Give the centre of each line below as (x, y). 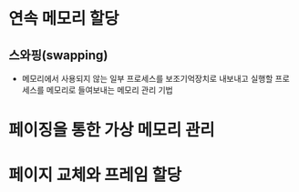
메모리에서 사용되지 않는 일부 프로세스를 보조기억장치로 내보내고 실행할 (147, 79)
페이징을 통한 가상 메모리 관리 (112, 131)
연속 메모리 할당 (64, 19)
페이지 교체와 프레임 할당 (95, 175)
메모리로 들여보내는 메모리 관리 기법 (110, 90)
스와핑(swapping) (58, 55)
